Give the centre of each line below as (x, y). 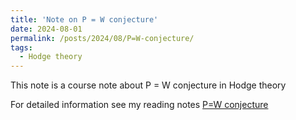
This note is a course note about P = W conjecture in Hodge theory (148, 85)
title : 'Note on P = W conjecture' (84, 19)
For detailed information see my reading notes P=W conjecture (139, 105)
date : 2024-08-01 (46, 29)
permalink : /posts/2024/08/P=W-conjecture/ (102, 38)
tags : (21, 47)
